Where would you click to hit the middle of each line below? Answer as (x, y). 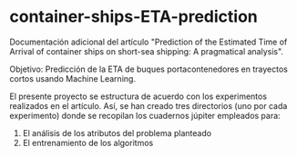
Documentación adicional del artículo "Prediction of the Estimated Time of (148, 42)
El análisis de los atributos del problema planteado (117, 132)
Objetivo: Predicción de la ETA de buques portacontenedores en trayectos (149, 69)
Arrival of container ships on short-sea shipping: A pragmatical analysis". (147, 51)
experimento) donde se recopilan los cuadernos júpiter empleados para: (145, 115)
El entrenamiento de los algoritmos (88, 142)
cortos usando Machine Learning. (73, 78)
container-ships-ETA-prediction (133, 17)
